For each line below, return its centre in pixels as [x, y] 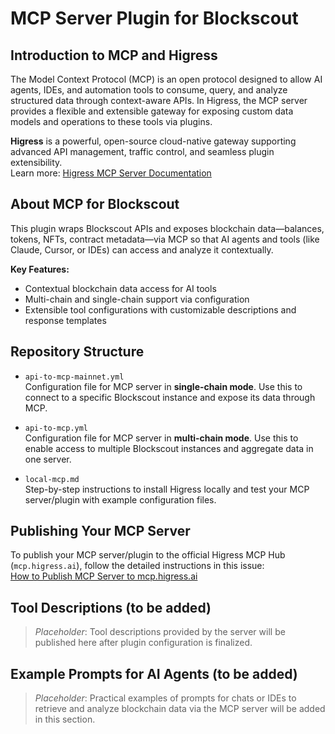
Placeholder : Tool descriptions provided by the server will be [160, 632]
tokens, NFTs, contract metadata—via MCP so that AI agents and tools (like [165, 239]
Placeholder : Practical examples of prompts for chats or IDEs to [165, 698]
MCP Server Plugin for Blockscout [154, 18]
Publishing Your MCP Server [100, 531]
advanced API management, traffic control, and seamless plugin [142, 151]
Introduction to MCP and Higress [114, 55]
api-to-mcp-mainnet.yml [74, 377]
